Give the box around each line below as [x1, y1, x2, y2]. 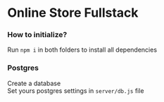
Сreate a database [7, 79, 61, 87]
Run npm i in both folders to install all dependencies [7, 45, 157, 54]
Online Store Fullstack [7, 5, 139, 21]
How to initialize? [7, 30, 68, 40]
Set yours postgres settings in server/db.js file [7, 86, 144, 95]
